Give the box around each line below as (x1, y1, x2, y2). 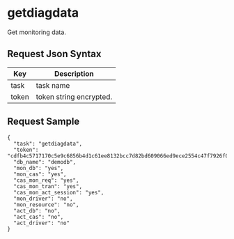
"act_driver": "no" (13, 219, 70, 226)
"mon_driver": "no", (13, 195, 73, 202)
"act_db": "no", (13, 207, 61, 214)
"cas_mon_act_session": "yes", (13, 189, 104, 196)
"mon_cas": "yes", (13, 171, 68, 178)
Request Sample (7, 116, 80, 128)
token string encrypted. (36, 92, 113, 102)
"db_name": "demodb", (13, 158, 77, 165)
